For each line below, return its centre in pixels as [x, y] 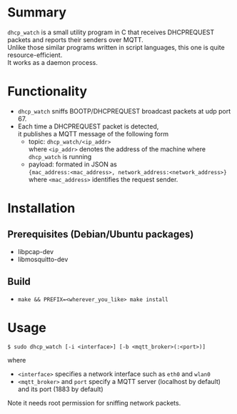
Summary [37, 12]
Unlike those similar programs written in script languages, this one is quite [116, 47]
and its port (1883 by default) [60, 389]
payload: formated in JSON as [73, 164]
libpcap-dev [36, 251]
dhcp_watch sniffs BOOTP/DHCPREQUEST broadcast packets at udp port [124, 111]
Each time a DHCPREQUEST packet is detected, [88, 126]
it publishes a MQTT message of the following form [93, 133]
